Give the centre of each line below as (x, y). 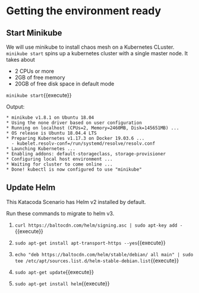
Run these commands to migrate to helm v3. (60, 213)
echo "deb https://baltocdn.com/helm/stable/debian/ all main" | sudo (104, 254)
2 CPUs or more (34, 71)
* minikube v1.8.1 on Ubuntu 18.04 (50, 117)
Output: (15, 107)
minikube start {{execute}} (39, 95)
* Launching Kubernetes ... (41, 149)
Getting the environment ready (84, 11)
